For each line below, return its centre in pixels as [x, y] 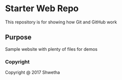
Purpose [18, 37]
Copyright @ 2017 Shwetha [33, 72]
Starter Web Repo [42, 9]
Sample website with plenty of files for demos [51, 49]
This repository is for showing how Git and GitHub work [61, 22]
